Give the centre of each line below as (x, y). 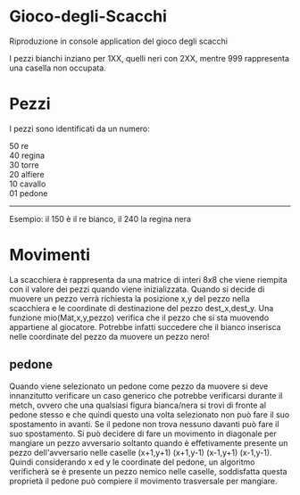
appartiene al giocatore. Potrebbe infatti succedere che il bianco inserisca (145, 326)
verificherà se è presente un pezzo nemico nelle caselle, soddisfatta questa (148, 471)
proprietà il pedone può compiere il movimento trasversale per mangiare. (143, 481)
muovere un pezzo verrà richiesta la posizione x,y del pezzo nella (129, 298)
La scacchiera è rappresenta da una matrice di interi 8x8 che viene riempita (148, 279)
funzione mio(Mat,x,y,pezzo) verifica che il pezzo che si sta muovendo (139, 318)
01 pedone (29, 193)
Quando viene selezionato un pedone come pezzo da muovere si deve (139, 386)
